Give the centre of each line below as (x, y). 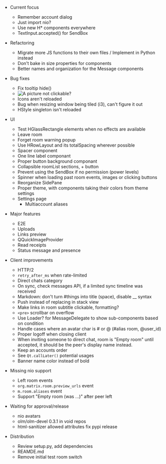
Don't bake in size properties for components (64, 63)
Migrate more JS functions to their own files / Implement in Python (86, 53)
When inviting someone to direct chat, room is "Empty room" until (86, 339)
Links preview (32, 234)
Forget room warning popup (47, 140)
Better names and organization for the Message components (80, 69)
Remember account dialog (45, 17)
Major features (25, 214)
